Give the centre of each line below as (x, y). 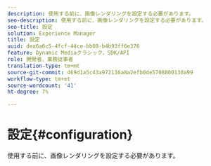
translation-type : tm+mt (44, 66)
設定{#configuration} (70, 135)
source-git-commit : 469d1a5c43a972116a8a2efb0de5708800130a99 (100, 72)
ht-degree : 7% (28, 92)
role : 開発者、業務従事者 (40, 60)
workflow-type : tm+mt (39, 79)
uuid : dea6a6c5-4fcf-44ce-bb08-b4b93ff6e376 (73, 46)
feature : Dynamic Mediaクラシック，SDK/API (69, 53)
